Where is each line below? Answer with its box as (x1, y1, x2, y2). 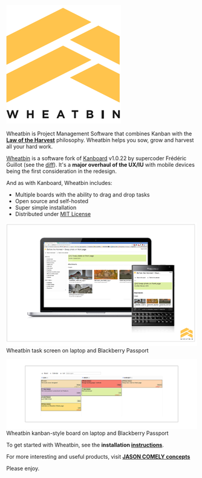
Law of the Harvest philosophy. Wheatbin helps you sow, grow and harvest (6, 136, 194, 144)
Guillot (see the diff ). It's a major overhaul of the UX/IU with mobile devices (6, 161, 195, 168)
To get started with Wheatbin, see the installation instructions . (6, 442, 165, 449)
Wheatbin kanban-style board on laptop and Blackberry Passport (6, 429, 169, 437)
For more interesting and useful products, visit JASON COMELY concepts (6, 453, 191, 460)
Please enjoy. (6, 465, 40, 472)
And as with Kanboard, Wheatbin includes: (6, 180, 112, 186)
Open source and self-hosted (15, 198, 89, 204)
